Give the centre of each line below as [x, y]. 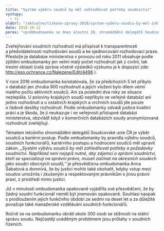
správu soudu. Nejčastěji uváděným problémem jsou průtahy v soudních [78, 219]
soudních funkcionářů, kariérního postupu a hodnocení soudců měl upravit [80, 143]
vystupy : [14, 14]
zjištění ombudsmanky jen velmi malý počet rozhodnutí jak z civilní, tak [77, 62]
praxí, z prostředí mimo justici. [36, 179]
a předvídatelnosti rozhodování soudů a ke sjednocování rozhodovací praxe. [82, 51]
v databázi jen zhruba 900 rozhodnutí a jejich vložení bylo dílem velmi [75, 87]
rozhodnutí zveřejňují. [27, 123]
